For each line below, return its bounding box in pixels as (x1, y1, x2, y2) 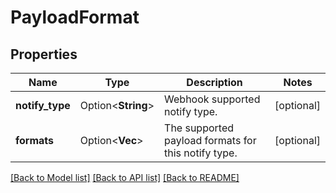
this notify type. (164, 146, 238, 160)
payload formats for (164, 134, 257, 147)
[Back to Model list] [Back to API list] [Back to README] (10, 172, 240, 183)
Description (186, 76, 243, 89)
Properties (10, 46, 78, 63)
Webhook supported (164, 92, 261, 106)
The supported (164, 121, 235, 135)
